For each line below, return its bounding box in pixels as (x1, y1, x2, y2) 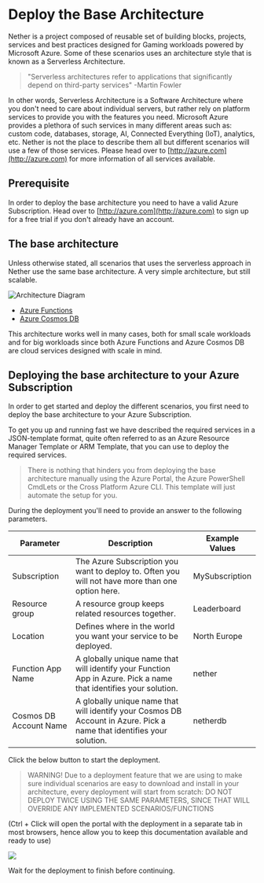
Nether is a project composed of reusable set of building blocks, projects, (8, 31, 247, 41)
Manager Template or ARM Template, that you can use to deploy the (8, 442, 229, 452)
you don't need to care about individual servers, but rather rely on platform (8, 104, 250, 113)
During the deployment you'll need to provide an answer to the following (8, 506, 242, 515)
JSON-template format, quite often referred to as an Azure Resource (8, 434, 230, 443)
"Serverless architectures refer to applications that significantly (27, 72, 233, 81)
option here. (75, 586, 120, 597)
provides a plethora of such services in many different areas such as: (8, 120, 233, 130)
